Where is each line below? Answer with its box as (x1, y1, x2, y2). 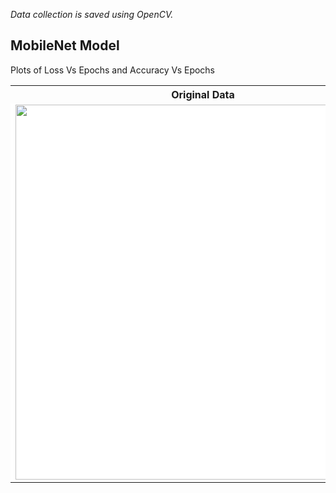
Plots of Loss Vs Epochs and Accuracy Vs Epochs (10, 64, 216, 76)
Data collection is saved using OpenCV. (10, 9, 174, 20)
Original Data (171, 87, 235, 101)
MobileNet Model (10, 37, 120, 54)
